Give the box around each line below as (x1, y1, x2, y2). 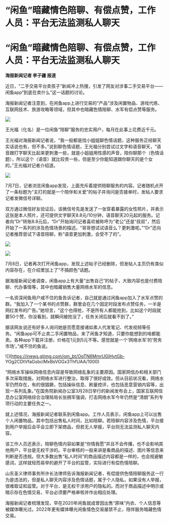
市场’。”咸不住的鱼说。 (5, 343, 50, 349)
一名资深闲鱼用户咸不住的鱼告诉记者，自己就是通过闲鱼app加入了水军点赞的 (5, 295, 163, 301)
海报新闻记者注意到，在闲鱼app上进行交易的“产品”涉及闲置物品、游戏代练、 (5, 100, 162, 106)
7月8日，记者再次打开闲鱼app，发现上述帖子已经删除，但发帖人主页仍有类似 (5, 260, 164, 267)
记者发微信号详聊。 (5, 195, 45, 202)
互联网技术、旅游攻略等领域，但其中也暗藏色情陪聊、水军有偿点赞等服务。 (5, 106, 159, 112)
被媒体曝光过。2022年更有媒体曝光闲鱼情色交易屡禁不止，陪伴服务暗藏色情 (5, 506, 162, 512)
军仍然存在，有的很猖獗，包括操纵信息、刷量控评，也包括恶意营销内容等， (5, 381, 159, 388)
